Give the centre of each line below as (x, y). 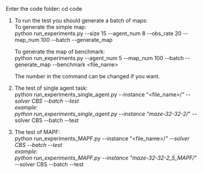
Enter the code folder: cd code (44, 9)
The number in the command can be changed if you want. (87, 76)
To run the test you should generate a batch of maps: (81, 20)
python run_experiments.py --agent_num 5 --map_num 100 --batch (99, 58)
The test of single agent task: (51, 88)
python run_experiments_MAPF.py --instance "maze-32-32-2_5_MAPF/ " (105, 158)
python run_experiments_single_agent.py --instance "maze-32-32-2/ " (102, 114)
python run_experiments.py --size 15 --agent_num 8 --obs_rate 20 (98, 33)
